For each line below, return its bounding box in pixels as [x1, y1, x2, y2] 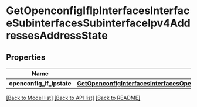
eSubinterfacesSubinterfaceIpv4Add [6, 16, 191, 30]
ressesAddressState [6, 29, 108, 42]
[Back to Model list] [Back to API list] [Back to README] [6, 95, 141, 101]
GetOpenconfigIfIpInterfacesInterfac [6, 4, 190, 18]
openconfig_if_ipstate [9, 80, 72, 87]
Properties [6, 52, 46, 62]
